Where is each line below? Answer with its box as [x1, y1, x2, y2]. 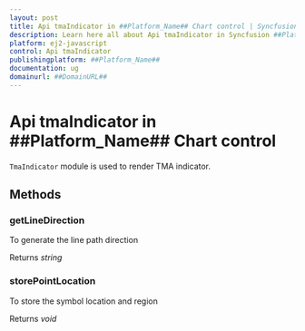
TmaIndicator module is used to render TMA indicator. [9, 161, 212, 171]
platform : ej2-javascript [9, 38, 107, 48]
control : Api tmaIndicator [9, 47, 112, 56]
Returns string [9, 252, 63, 263]
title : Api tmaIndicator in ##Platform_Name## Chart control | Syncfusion [9, 22, 299, 31]
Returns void [9, 313, 57, 324]
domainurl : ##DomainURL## [9, 73, 107, 82]
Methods [9, 187, 62, 202]
